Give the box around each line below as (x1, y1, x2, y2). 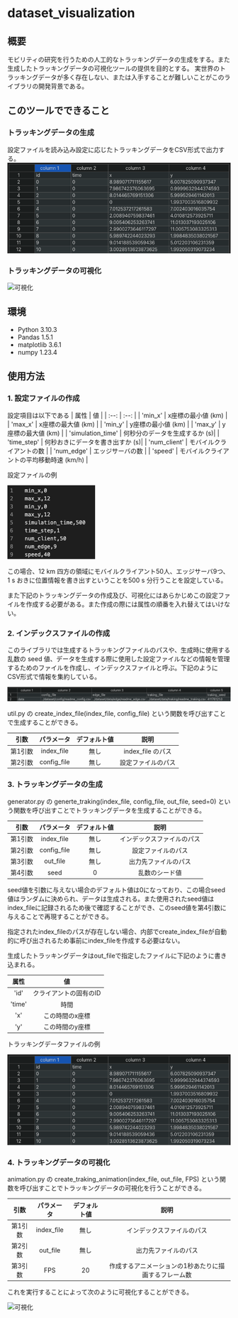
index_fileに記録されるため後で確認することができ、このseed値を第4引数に (7, 903, 227, 911)
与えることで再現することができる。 (7, 912, 113, 921)
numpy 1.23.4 (17, 348, 58, 356)
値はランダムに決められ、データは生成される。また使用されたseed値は (7, 894, 215, 903)
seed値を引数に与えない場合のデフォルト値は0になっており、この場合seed (7, 885, 225, 894)
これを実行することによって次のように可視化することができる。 (7, 1287, 193, 1296)
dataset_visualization (7, 5, 135, 21)
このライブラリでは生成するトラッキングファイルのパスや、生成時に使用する (7, 645, 231, 654)
